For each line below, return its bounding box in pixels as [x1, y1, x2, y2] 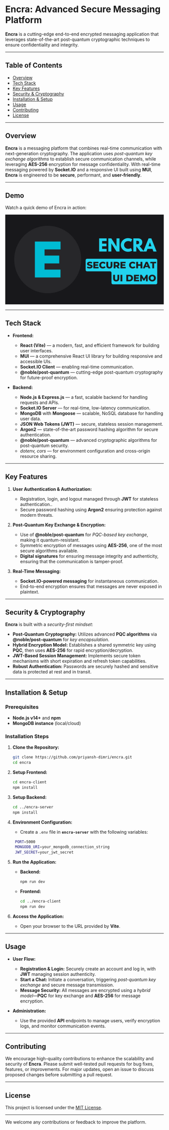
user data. [20, 416, 41, 422]
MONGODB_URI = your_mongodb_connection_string [15, 844, 110, 850]
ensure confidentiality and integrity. [5, 41, 79, 48]
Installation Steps [5, 733, 49, 740]
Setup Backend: [12, 794, 47, 800]
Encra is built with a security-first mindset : [5, 621, 94, 627]
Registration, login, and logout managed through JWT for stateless [20, 495, 158, 502]
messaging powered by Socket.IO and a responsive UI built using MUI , [5, 166, 152, 172]
